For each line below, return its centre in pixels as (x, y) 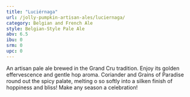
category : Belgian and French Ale (50, 23)
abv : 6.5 (17, 34)
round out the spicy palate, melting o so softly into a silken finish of (90, 81)
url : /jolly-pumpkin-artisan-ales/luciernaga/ (66, 17)
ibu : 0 (14, 40)
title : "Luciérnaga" (32, 12)
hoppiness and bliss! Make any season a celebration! (72, 87)
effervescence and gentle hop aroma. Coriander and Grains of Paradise (95, 74)
